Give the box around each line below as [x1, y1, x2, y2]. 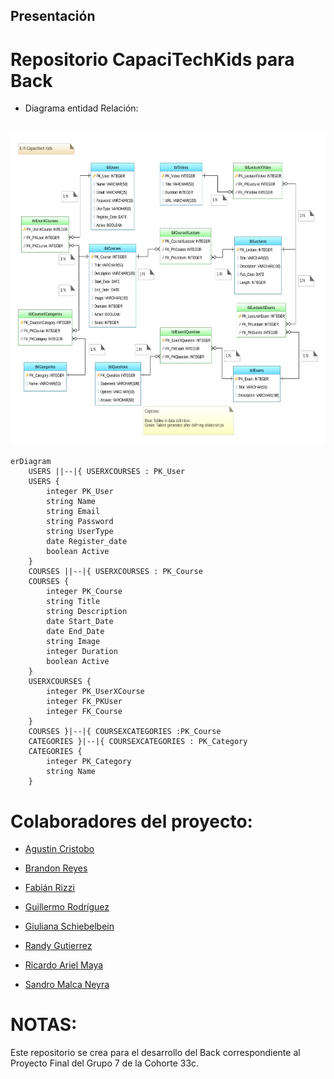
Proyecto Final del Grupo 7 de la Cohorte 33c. [10, 1057, 200, 1069]
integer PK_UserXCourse [46, 687, 145, 697]
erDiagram [10, 457, 52, 467]
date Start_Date [46, 617, 114, 627]
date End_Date [46, 627, 105, 637]
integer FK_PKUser [46, 697, 123, 707]
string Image [46, 637, 101, 647]
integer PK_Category [46, 757, 132, 767]
